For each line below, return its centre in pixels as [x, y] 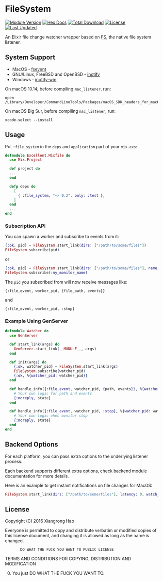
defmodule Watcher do [27, 331]
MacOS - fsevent [29, 69]
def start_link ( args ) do [34, 344]
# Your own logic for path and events [53, 393]
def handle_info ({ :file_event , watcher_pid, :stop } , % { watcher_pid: [80, 411]
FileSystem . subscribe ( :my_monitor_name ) [47, 273]
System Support [30, 58]
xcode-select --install [29, 120]
